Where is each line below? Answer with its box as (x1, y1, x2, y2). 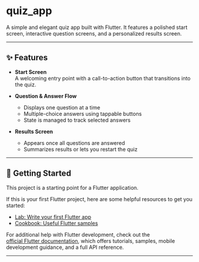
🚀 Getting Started (6, 169, 72, 179)
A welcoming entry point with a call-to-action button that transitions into (14, 75, 191, 82)
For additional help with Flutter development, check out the (6, 231, 150, 238)
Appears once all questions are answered (23, 139, 126, 146)
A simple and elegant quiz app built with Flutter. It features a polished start (6, 24, 188, 31)
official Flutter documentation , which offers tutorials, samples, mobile (6, 237, 175, 244)
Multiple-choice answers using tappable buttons (23, 110, 142, 117)
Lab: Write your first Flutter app (14, 213, 92, 220)
